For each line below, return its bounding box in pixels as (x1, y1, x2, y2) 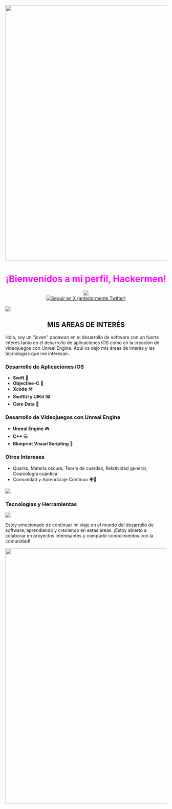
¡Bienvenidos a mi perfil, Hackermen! (6, 273, 166, 285)
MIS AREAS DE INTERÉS (47, 321, 125, 329)
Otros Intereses (5, 454, 45, 461)
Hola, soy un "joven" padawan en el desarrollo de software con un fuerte (5, 334, 159, 340)
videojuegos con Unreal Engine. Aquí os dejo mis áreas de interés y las (5, 345, 155, 351)
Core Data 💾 (12, 401, 39, 407)
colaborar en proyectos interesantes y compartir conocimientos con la (5, 532, 154, 538)
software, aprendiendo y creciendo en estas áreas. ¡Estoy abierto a (5, 527, 147, 533)
